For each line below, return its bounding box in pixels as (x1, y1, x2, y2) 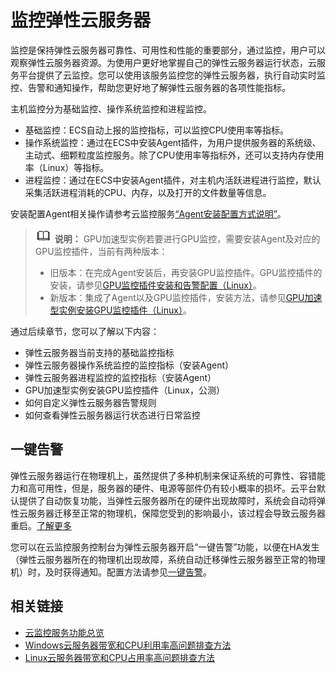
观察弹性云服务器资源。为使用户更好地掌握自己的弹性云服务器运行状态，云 (10, 56, 317, 68)
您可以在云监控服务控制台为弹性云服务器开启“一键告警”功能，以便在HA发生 (10, 541, 320, 553)
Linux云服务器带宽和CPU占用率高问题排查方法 (24, 651, 215, 663)
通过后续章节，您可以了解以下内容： (10, 325, 160, 337)
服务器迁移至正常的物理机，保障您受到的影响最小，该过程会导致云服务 (27, 507, 317, 519)
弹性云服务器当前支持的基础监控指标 (24, 346, 175, 358)
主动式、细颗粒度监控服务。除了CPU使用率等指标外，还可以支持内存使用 (24, 149, 325, 161)
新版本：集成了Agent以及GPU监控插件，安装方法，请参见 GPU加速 (49, 291, 323, 303)
